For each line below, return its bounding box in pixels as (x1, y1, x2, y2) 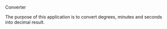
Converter (5, 4, 26, 10)
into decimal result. (5, 19, 45, 25)
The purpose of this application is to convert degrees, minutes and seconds (5, 14, 162, 19)
